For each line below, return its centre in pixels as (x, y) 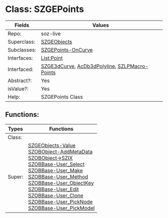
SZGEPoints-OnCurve (67, 50)
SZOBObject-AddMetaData (60, 151)
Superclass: (21, 42)
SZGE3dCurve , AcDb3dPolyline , (78, 66)
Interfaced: (20, 69)
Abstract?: (20, 80)
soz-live (51, 34)
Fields (22, 25)
